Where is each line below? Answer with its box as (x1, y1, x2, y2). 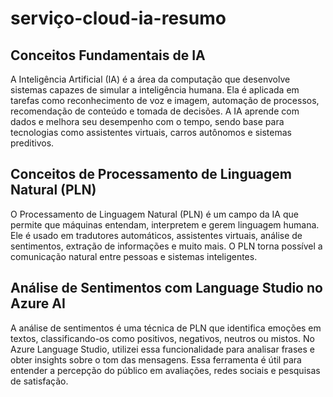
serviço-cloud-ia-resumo (10, 7, 227, 30)
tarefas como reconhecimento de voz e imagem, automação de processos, (10, 95, 320, 106)
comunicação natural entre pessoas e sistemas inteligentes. (10, 250, 258, 262)
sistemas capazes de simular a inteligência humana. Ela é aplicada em (10, 84, 300, 96)
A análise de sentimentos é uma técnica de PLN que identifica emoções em (10, 322, 322, 334)
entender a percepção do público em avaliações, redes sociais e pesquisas (10, 364, 321, 376)
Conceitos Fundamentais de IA (10, 47, 206, 64)
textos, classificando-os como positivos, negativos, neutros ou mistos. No (10, 332, 315, 344)
